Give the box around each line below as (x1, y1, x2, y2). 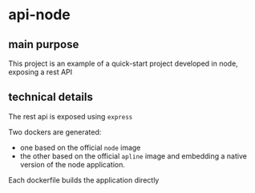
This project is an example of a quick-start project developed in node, (8, 58, 238, 68)
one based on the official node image (19, 143, 141, 152)
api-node (8, 6, 71, 24)
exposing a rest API (8, 67, 73, 77)
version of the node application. (19, 159, 126, 169)
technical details (8, 90, 94, 104)
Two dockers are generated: (8, 127, 102, 137)
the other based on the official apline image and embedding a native (19, 151, 247, 161)
